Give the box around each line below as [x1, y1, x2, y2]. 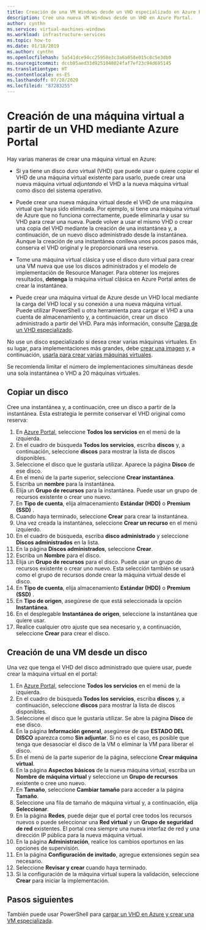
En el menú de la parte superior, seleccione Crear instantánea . [15, 473, 175, 481]
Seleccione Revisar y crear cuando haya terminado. [15, 863, 147, 871]
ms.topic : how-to [7, 37, 51, 43]
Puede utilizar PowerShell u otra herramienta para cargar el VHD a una [15, 306, 194, 314]
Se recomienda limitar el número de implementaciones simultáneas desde [7, 363, 193, 370]
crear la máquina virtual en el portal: [7, 670, 98, 677]
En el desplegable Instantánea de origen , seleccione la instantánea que [15, 610, 197, 618]
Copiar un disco [7, 387, 69, 397]
